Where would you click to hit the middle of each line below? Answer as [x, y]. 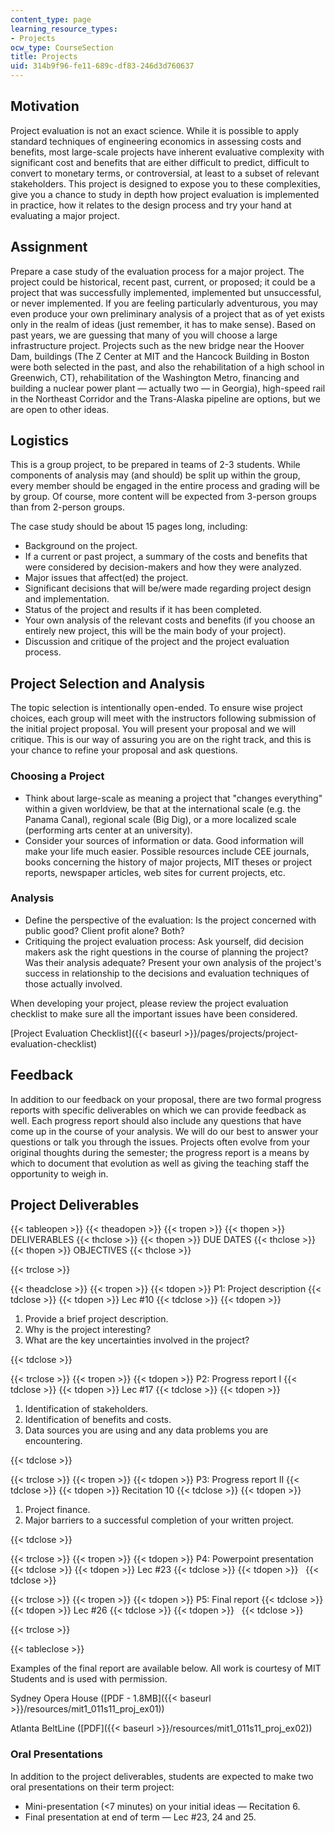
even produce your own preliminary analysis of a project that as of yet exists [167, 313]
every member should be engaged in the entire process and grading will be [165, 486]
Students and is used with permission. [89, 1679]
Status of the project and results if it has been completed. [143, 610]
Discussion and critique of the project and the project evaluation [157, 642]
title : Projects [44, 57]
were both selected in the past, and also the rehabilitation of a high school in [167, 367]
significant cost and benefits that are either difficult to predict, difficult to [160, 162]
